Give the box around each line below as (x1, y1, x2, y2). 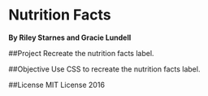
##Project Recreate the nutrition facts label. (8, 48, 154, 58)
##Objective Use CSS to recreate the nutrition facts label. (8, 63, 201, 74)
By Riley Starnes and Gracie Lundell (8, 33, 132, 42)
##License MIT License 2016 (8, 80, 106, 89)
